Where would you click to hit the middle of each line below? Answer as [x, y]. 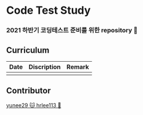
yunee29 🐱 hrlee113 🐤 [34, 105]
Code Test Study [48, 10]
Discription [45, 66]
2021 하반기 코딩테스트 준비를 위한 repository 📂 [72, 31]
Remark [78, 66]
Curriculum [28, 50]
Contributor [28, 91]
